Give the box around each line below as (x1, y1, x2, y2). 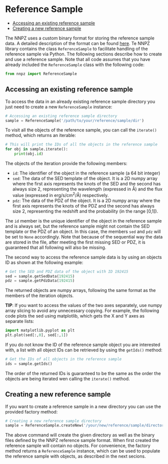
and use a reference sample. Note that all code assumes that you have (5, 56, 150, 62)
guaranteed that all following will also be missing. (5, 244, 106, 250)
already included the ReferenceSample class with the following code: (5, 61, 145, 67)
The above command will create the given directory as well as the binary (5, 432, 155, 438)
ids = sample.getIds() (5, 361, 52, 366)
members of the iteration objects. (5, 292, 74, 298)
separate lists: (5, 318, 34, 324)
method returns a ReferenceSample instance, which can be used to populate (5, 448, 160, 454)
